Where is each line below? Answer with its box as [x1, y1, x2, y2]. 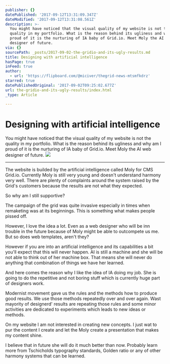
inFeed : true [5, 64, 33, 69]
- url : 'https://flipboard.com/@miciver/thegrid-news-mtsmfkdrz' [10, 74, 151, 79]
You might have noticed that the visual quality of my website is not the [5, 135, 152, 141]
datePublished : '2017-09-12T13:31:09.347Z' [5, 12, 99, 17]
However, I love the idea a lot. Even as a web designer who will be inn [5, 223, 150, 229]
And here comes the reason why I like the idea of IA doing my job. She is [5, 270, 156, 276]
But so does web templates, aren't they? [5, 234, 90, 240]
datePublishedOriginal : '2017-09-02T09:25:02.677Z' [5, 83, 116, 88]
